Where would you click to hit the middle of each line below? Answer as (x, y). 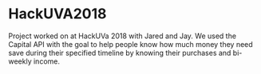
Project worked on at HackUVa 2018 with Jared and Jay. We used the (123, 36)
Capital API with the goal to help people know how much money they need (130, 44)
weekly (20, 61)
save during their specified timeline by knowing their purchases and (120, 53)
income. (46, 61)
